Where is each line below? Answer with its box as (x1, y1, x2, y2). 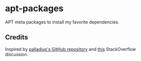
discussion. (5, 51, 28, 57)
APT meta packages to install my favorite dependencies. (5, 19, 119, 25)
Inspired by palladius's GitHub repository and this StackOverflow (5, 46, 136, 52)
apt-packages (5, 3, 64, 14)
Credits (5, 33, 28, 41)
